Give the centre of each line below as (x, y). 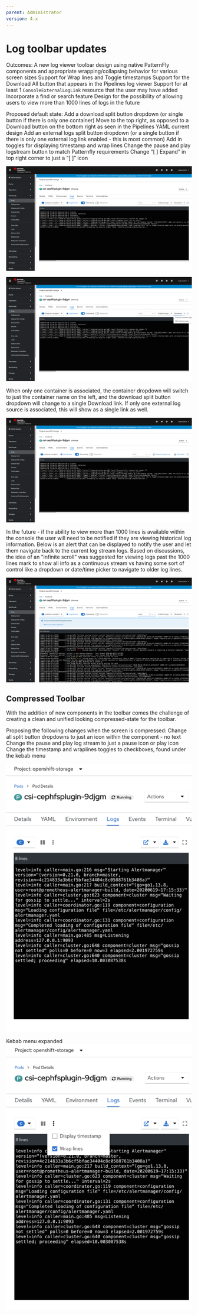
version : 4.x (22, 19)
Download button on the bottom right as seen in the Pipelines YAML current (98, 126)
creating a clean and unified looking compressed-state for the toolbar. (91, 719)
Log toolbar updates (57, 49)
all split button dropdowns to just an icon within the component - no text (93, 737)
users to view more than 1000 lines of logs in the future (73, 103)
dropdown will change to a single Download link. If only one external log (93, 403)
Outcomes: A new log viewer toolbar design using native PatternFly (88, 65)
